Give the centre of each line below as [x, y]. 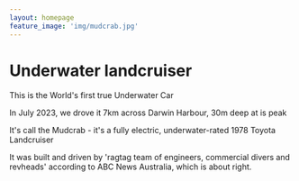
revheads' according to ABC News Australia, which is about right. [131, 167]
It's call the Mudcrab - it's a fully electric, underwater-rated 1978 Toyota [143, 131]
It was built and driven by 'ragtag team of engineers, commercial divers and [150, 158]
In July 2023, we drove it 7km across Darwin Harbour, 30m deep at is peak [148, 113]
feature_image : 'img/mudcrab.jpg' [74, 26]
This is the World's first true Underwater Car [91, 95]
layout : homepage [42, 18]
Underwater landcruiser [101, 71]
